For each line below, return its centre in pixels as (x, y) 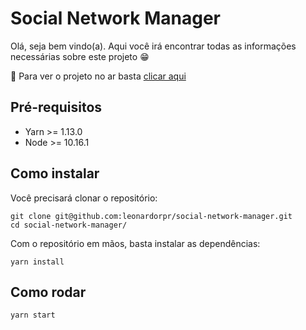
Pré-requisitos (56, 107)
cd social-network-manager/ (69, 225)
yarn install (37, 262)
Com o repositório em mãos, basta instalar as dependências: (135, 243)
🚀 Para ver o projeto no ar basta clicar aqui (98, 76)
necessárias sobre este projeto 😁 (80, 56)
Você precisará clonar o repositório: (84, 198)
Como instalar (55, 173)
